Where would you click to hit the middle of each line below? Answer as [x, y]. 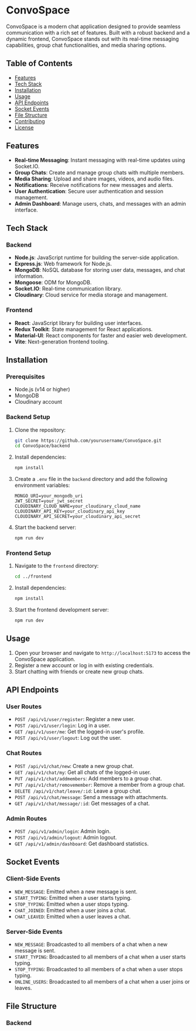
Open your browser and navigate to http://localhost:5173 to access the [102, 653]
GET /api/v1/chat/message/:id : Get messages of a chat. [82, 803]
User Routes [24, 706]
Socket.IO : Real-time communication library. [68, 289]
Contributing [30, 121]
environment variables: [42, 485]
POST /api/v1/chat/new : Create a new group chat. [74, 766]
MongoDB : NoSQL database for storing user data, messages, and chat [100, 270]
